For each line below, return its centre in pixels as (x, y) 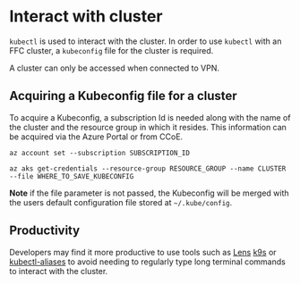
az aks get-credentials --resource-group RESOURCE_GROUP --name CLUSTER (148, 168)
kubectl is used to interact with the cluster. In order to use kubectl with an (146, 41)
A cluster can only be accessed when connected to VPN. (115, 68)
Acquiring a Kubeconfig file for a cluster (123, 96)
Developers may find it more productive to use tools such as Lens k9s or (143, 252)
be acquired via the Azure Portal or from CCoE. (96, 137)
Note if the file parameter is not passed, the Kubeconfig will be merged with (149, 193)
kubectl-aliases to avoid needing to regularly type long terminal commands (148, 262)
